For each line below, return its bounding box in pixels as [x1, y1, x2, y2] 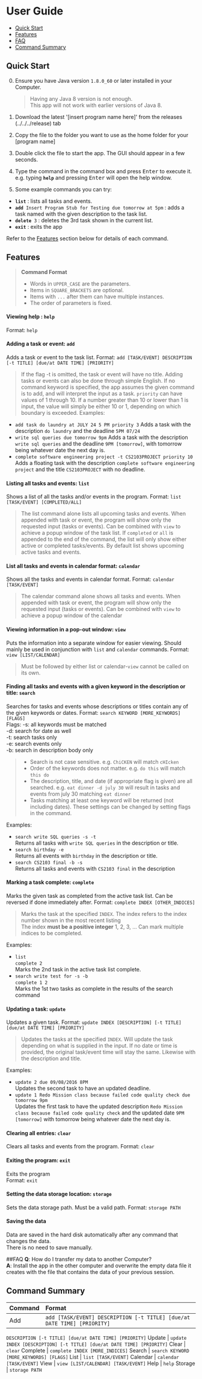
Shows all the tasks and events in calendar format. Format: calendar [6, 575, 174, 583]
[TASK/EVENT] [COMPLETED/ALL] [6, 499, 82, 505]
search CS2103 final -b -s [14, 859, 83, 866]
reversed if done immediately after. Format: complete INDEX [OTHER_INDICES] [6, 898, 195, 906]
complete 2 [14, 960, 43, 967]
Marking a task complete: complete [6, 878, 94, 886]
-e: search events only [6, 740, 62, 747]
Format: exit [6, 1176, 38, 1184]
